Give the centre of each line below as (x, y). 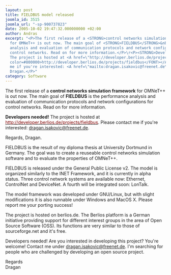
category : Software (26, 76)
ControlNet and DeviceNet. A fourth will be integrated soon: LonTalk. (77, 184)
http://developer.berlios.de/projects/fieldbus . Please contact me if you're (82, 122)
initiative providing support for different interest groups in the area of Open (83, 220)
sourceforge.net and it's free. (36, 231)
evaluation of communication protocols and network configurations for (79, 101)
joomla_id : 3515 (22, 19)
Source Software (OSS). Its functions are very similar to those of (73, 226)
